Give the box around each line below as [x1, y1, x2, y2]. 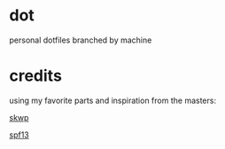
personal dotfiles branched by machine [9, 35, 152, 45]
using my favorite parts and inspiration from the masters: [9, 95, 217, 106]
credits [9, 66, 62, 86]
